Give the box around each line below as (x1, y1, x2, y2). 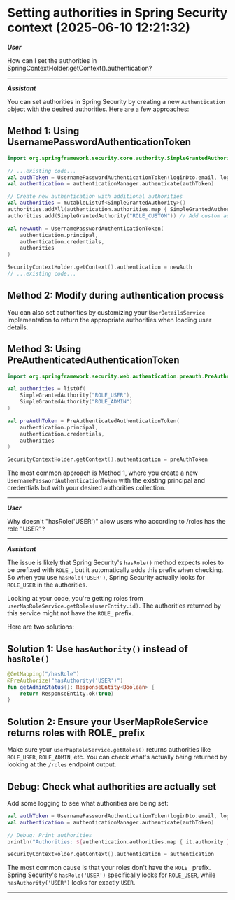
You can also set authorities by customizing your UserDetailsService (7, 308, 206, 316)
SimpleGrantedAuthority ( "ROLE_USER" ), (20, 392, 133, 399)
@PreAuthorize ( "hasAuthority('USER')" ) (7, 677, 124, 684)
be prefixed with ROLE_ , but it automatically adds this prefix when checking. (7, 566, 224, 574)
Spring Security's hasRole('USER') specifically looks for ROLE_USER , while (7, 871, 216, 879)
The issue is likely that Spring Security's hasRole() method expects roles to (7, 558, 224, 567)
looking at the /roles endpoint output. (7, 760, 117, 769)
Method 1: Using (7, 125, 80, 137)
